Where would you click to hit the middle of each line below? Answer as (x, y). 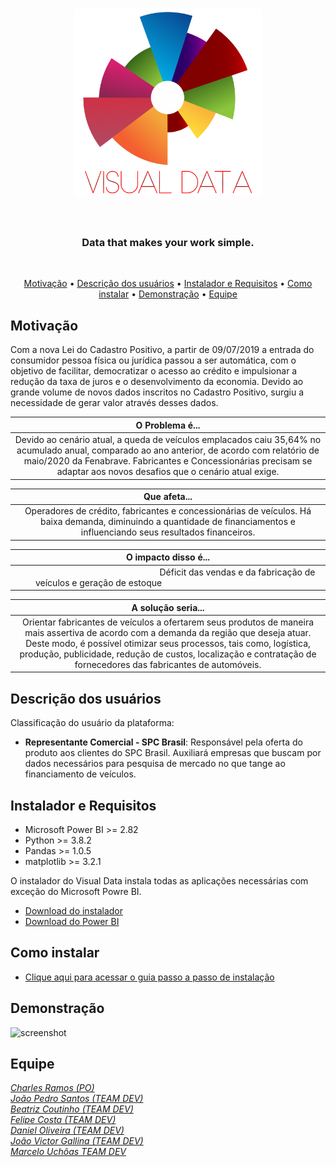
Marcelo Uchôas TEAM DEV (68, 1152)
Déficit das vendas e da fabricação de (237, 572)
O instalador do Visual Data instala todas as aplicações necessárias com (159, 880)
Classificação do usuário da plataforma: (92, 723)
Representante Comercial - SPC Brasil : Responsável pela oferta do (163, 742)
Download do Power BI (72, 921)
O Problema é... (168, 425)
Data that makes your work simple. (168, 243)
